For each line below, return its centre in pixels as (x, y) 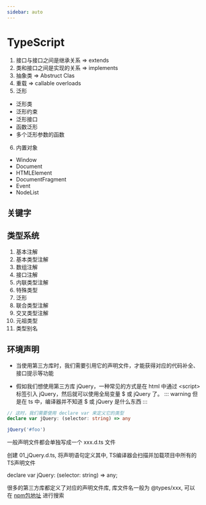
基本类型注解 (32, 259)
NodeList (27, 192)
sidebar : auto (25, 12)
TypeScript (36, 42)
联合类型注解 (32, 305)
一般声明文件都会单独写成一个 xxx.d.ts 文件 (61, 442)
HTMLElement (34, 173)
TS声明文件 (21, 463)
